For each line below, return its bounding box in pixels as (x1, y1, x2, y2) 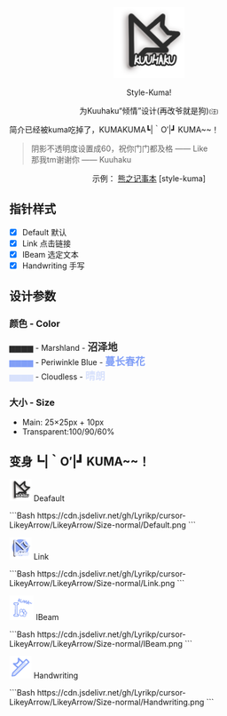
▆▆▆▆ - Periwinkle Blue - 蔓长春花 (9, 354, 145, 368)
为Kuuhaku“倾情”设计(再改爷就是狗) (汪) (79, 106, 219, 115)
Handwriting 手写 (21, 260, 85, 271)
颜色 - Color (9, 318, 60, 330)
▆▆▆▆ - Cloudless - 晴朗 (9, 370, 106, 382)
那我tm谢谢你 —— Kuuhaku (30, 155, 132, 164)
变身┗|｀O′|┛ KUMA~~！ (9, 454, 151, 469)
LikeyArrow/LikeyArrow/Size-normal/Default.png (9, 519, 186, 530)
